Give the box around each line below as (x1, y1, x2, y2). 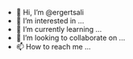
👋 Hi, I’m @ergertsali (15, 8, 85, 17)
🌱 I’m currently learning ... (15, 25, 102, 33)
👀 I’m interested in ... (15, 16, 85, 26)
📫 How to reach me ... (15, 42, 91, 51)
